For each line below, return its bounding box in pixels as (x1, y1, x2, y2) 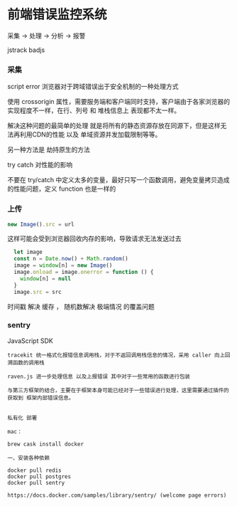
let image (13, 248, 43, 256)
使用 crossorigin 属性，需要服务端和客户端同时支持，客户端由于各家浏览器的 (7, 97, 231, 106)
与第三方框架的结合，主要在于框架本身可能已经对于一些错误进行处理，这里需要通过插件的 (7, 386, 229, 394)
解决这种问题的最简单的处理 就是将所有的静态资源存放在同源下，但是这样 (7, 122, 221, 130)
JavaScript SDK (7, 336, 53, 345)
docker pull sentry (7, 479, 65, 486)
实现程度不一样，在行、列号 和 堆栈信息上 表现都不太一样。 (7, 106, 181, 115)
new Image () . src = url (7, 221, 75, 228)
